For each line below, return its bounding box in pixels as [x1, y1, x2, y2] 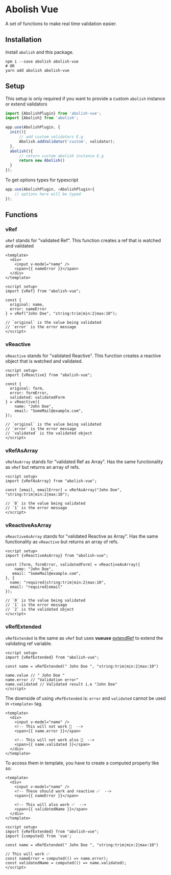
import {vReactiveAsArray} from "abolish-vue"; [5, 553, 109, 558]
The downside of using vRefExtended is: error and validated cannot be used [5, 695, 166, 701]
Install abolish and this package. [5, 49, 74, 55]
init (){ [10, 130, 27, 135]
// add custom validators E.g [18, 134, 83, 139]
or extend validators [5, 101, 47, 107]
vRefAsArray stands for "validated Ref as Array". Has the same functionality [5, 459, 163, 465]
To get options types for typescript [5, 177, 79, 183]
